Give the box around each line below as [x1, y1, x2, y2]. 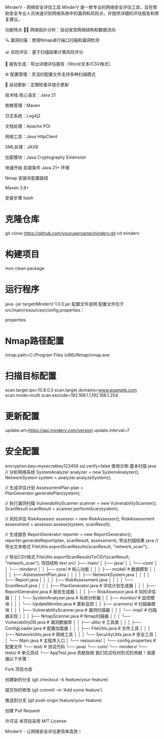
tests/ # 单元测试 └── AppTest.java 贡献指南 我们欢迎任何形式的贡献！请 [5, 650, 151, 656]
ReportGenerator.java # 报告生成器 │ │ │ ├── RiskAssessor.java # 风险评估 [5, 589, 156, 595]
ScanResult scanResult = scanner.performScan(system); [5, 506, 119, 512]
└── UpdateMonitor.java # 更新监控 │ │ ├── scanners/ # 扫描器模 [21, 601, 156, 607]
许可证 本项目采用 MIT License [5, 718, 67, 724]
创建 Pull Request [5, 707, 40, 714]
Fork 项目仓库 [5, 666, 33, 672]
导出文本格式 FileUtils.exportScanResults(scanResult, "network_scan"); [5, 543, 148, 549]
